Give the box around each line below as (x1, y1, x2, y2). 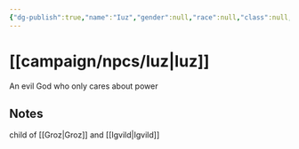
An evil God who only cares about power (9, 81, 158, 91)
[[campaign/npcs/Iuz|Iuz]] (9, 51, 210, 71)
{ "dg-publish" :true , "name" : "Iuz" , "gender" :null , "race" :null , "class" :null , (9, 12, 293, 22)
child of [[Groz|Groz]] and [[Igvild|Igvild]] (9, 129, 160, 140)
